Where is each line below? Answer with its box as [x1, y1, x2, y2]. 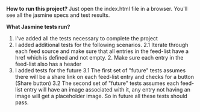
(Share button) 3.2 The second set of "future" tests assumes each [14, 79, 180, 87]
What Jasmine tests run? [6, 23, 70, 30]
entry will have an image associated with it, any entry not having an [23, 86, 191, 93]
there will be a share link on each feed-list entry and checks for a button [14, 73, 195, 80]
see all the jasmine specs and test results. [6, 11, 110, 19]
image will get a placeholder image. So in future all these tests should [14, 93, 188, 99]
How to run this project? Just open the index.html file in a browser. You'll [6, 5, 188, 12]
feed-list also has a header [14, 60, 82, 67]
